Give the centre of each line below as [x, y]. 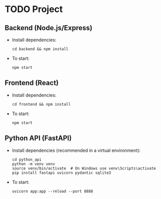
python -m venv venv [33, 164]
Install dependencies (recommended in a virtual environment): [76, 150]
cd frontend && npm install [41, 104]
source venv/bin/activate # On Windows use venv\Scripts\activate [84, 168]
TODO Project [34, 9]
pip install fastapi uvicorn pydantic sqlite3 [61, 173]
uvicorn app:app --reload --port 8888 [52, 191]
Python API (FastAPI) [38, 138]
